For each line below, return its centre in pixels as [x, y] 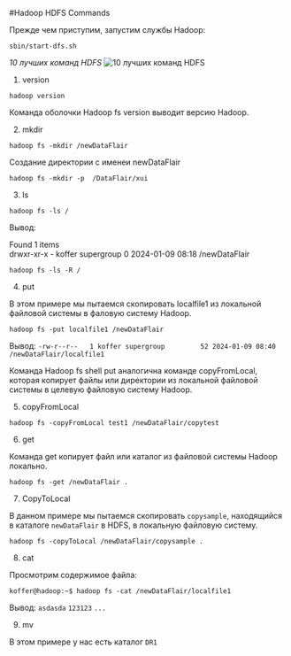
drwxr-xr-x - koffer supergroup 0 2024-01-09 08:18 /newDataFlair [130, 254]
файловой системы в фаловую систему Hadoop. [100, 313]
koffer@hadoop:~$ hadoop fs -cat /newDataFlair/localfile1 [120, 591]
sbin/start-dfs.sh [43, 46]
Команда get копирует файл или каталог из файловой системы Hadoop [144, 456]
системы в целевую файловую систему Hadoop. [101, 390]
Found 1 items [34, 244]
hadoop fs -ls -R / [45, 270]
